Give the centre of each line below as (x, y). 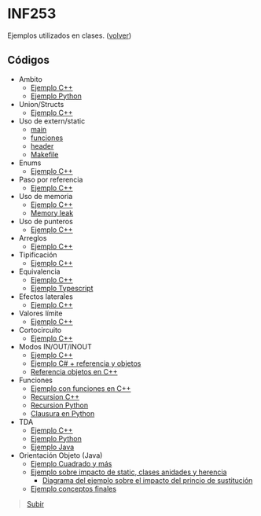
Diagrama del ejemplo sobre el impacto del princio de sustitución (147, 480)
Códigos (29, 60)
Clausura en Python (62, 413)
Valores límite (40, 313)
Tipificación (38, 254)
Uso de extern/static (52, 121)
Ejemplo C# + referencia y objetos (86, 363)
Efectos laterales (46, 297)
